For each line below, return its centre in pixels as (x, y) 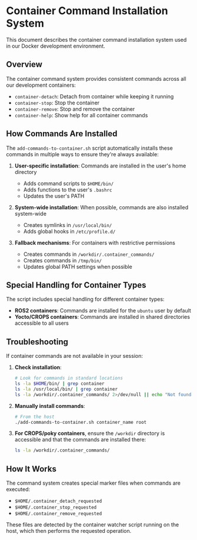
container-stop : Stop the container (57, 103)
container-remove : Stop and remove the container (75, 109)
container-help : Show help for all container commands (81, 115)
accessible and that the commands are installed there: (80, 440)
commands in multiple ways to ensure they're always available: (82, 154)
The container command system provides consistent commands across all (96, 78)
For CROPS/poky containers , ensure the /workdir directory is (90, 433)
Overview (24, 65)
